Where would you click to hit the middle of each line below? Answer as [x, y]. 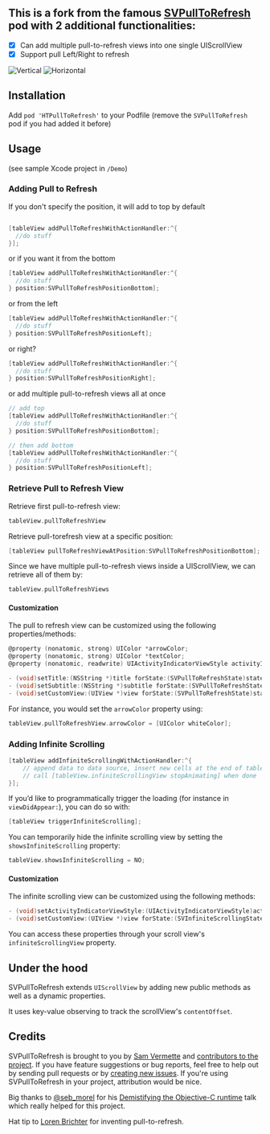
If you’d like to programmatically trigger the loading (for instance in [119, 799]
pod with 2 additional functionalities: [102, 26]
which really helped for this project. [67, 1106]
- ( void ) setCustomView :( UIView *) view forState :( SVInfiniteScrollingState [136, 919]
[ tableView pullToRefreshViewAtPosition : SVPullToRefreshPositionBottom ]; [135, 551]
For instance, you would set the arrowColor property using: [106, 709]
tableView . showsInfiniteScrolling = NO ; [77, 861]
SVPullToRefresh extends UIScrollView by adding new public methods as [130, 987]
